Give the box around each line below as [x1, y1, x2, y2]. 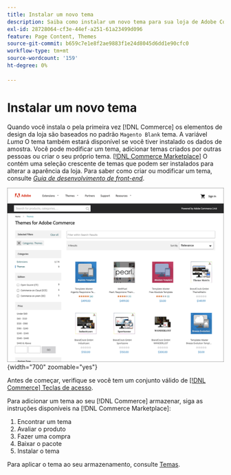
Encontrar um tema [16, 417, 72, 425]
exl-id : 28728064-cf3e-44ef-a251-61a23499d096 [7, 26, 143, 32]
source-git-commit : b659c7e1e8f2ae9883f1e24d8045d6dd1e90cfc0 [7, 40, 189, 48]
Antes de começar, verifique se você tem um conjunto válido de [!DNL [7, 376, 206, 384]
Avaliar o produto [16, 425, 67, 433]
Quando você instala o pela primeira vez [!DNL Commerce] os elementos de [7, 123, 223, 131]
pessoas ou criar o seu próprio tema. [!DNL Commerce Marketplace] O [7, 152, 208, 160]
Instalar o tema [16, 447, 60, 455]
